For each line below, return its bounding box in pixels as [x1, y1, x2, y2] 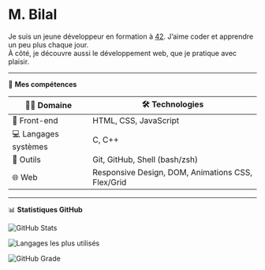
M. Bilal [8, 6, 58, 24]
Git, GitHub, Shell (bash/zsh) [92, 154, 199, 165]
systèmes [12, 141, 49, 152]
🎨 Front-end [12, 114, 58, 126]
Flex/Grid [92, 176, 127, 187]
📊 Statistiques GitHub [8, 204, 83, 214]
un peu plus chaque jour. [8, 39, 89, 49]
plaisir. [8, 57, 30, 66]
